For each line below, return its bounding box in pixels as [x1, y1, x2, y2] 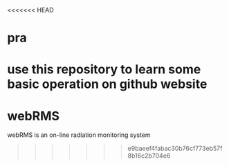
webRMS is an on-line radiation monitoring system [7, 131, 151, 139]
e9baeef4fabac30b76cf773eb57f [127, 145, 223, 153]
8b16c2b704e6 [127, 151, 171, 160]
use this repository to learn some [7, 62, 201, 77]
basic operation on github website [7, 76, 208, 92]
